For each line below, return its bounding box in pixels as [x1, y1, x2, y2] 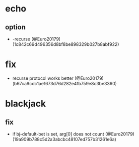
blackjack [5, 98, 46, 110]
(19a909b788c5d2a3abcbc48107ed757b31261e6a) [12, 136, 117, 142]
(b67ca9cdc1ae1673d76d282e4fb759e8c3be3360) [12, 80, 117, 86]
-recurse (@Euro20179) [12, 36, 61, 42]
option [5, 23, 26, 31]
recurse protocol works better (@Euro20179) [12, 75, 104, 81]
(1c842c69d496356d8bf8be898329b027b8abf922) [12, 41, 119, 47]
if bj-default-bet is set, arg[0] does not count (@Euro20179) [12, 131, 135, 137]
